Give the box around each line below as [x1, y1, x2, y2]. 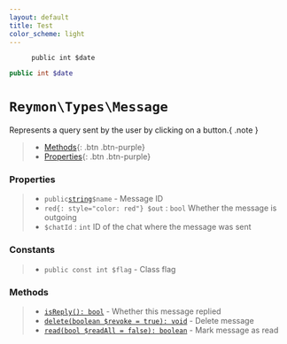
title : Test [9, 21, 53, 30]
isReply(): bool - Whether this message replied [43, 306, 221, 317]
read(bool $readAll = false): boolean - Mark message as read [43, 325, 279, 336]
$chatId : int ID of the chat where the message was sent [43, 222, 252, 233]
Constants [9, 244, 56, 256]
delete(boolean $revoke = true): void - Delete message [43, 316, 254, 326]
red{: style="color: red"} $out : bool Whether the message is [43, 203, 277, 213]
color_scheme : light [9, 29, 86, 38]
